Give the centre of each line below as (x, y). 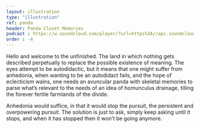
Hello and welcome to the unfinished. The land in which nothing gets (90, 56)
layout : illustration (33, 12)
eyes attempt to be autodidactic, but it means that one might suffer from (94, 69)
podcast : (18, 34)
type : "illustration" (33, 17)
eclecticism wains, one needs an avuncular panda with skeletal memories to (99, 82)
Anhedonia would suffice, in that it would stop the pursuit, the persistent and (100, 106)
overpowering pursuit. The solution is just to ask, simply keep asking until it (98, 112)
